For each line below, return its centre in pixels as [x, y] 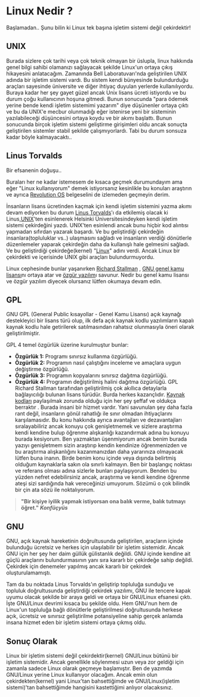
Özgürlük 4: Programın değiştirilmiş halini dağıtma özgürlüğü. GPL [96, 382]
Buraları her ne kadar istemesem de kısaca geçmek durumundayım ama [94, 182]
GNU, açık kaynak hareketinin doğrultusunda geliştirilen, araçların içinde [95, 541]
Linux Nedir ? [40, 11]
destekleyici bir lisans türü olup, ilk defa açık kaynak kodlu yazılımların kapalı [100, 320]
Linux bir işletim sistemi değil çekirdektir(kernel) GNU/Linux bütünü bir [92, 655]
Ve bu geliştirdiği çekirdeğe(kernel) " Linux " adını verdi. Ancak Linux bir [93, 250]
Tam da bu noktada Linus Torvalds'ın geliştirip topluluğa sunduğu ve [90, 585]
